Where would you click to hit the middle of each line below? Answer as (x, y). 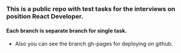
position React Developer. (45, 16)
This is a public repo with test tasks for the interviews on (91, 9)
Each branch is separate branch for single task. (67, 30)
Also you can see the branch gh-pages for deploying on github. (94, 44)
